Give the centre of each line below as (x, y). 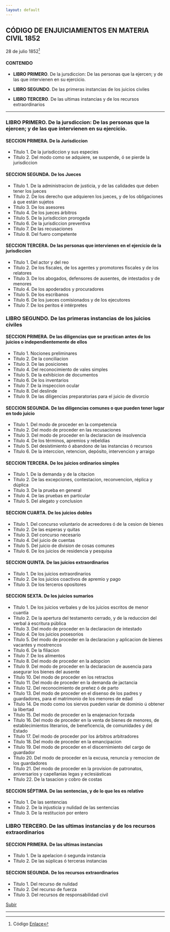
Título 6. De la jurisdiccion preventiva (51, 223)
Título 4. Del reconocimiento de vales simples (60, 369)
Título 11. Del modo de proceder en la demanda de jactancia (75, 682)
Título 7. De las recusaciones (43, 229)
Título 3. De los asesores (39, 207)
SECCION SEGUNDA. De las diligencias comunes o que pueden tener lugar (85, 408)
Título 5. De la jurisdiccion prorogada (51, 218)
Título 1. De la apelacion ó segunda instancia (59, 856)
